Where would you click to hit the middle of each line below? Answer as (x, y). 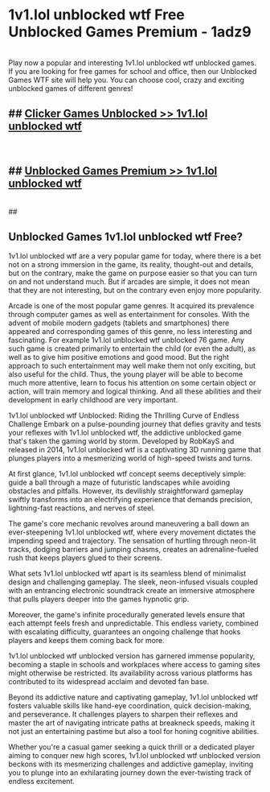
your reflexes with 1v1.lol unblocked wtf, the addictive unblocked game (125, 433)
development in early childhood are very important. (93, 400)
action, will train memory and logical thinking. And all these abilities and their (135, 391)
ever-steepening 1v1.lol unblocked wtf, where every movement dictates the (132, 532)
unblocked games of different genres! (71, 88)
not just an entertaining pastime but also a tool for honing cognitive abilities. (134, 732)
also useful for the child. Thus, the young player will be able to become (126, 374)
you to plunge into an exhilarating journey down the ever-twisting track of (130, 773)
